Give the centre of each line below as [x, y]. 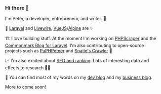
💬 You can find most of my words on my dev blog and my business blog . [79, 77]
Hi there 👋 [17, 8]
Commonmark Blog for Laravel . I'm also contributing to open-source [75, 46]
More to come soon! [26, 87]
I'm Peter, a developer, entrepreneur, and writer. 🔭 [56, 19]
